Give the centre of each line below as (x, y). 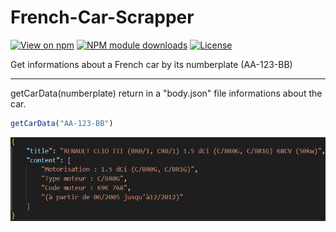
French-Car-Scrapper (102, 17)
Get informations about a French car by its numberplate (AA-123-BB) (151, 64)
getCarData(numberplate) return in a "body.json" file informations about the (166, 93)
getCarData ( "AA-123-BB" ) (62, 123)
